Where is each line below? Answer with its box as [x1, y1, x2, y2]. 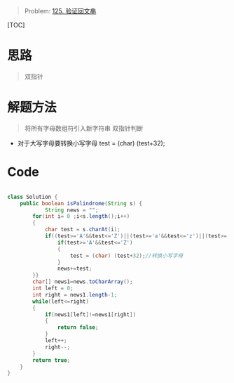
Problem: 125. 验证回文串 [24, 7, 97, 15]
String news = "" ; [44, 207, 99, 214]
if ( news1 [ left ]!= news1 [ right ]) [44, 311, 137, 318]
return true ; [32, 356, 71, 364]
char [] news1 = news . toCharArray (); [32, 278, 133, 285]
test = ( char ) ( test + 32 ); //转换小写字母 [69, 252, 184, 259]
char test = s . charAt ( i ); [44, 226, 121, 233]
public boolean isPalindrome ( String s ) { [20, 200, 142, 207]
